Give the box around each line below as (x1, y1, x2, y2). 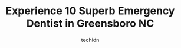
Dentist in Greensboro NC (26, 17, 154, 30)
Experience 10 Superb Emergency (5, 4, 175, 18)
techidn (81, 36, 100, 43)
